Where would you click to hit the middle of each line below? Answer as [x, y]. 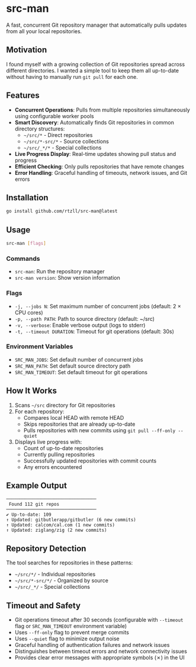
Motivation [27, 50]
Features [23, 96]
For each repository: [39, 411]
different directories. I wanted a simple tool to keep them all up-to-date [93, 71]
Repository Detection [46, 548]
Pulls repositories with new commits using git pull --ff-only [99, 430]
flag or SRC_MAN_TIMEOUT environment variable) [71, 626]
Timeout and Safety [44, 606]
